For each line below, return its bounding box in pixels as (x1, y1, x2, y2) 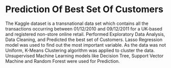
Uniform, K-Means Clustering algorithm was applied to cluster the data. (5, 47, 155, 53)
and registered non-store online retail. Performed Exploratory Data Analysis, (5, 31, 165, 37)
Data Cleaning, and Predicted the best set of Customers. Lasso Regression (5, 37, 162, 43)
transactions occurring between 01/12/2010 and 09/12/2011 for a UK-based (5, 25, 162, 31)
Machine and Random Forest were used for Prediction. (5, 58, 120, 64)
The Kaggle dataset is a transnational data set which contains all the (5, 20, 149, 26)
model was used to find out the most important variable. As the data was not (5, 42, 166, 48)
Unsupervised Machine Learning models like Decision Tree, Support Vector (5, 52, 164, 59)
